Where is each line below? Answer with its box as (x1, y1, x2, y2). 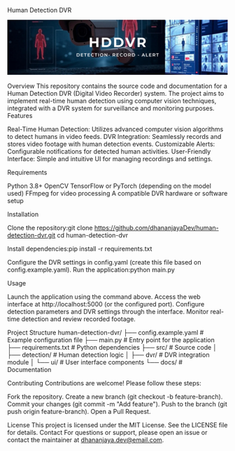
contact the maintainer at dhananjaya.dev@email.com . (7, 436, 164, 444)
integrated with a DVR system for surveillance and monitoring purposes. (7, 104, 215, 112)
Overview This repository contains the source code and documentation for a (7, 82, 227, 90)
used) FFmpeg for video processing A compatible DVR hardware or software (7, 189, 228, 198)
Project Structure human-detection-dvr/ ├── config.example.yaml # (7, 328, 204, 337)
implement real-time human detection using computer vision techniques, (7, 97, 217, 105)
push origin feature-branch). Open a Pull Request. (7, 408, 151, 415)
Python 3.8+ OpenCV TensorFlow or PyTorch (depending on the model (7, 182, 212, 190)
